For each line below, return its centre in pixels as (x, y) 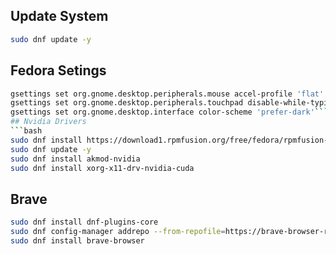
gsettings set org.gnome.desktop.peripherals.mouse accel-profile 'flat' (167, 94)
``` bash (26, 131)
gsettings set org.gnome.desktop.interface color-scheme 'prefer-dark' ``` (169, 112)
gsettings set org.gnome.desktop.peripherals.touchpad (127, 103)
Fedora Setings (58, 70)
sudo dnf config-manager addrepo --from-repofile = (118, 232)
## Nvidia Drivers (48, 122)
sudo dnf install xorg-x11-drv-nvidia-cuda (102, 168)
